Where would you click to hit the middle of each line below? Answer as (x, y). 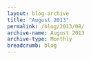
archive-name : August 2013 (46, 33)
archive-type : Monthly (40, 39)
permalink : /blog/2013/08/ (46, 26)
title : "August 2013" (38, 20)
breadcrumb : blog (32, 46)
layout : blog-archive (38, 13)
